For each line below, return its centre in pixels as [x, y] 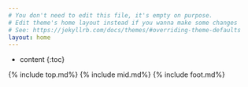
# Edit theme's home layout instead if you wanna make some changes [123, 23]
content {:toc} [42, 60]
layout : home [30, 37]
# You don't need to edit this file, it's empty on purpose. [111, 15]
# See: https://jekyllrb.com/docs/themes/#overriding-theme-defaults [125, 30]
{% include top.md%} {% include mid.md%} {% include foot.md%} [117, 74]
